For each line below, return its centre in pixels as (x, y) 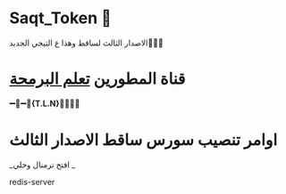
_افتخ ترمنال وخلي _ (42, 165)
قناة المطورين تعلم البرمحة (97, 79)
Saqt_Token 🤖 (60, 18)
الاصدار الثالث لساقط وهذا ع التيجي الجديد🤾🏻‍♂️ (86, 43)
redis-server (32, 182)
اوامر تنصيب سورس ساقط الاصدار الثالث (143, 140)
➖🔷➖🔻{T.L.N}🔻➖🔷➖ (45, 103)
